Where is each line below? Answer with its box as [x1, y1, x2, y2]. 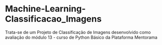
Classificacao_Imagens [5, 13, 102, 24]
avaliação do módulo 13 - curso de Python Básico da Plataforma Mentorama [5, 34, 158, 40]
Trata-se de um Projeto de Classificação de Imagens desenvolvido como [5, 29, 151, 35]
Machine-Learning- [5, 3, 86, 14]
